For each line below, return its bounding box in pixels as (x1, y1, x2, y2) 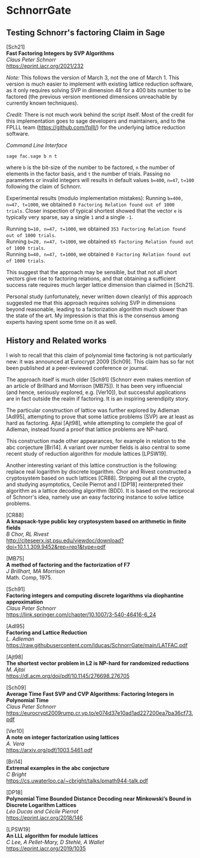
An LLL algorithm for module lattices (6, 832, 99, 839)
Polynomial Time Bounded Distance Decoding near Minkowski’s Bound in (6, 795, 192, 802)
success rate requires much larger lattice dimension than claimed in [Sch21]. (6, 281, 194, 288)
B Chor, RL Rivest (6, 530, 49, 538)
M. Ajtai (6, 666, 26, 673)
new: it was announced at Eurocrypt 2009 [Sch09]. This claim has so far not (6, 357, 194, 365)
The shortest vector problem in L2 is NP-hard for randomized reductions (6, 659, 189, 666)
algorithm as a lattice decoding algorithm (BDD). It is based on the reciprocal (6, 487, 195, 494)
